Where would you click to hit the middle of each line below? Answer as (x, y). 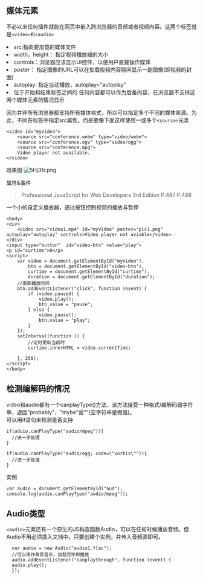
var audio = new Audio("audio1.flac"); (62, 548)
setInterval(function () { (51, 336)
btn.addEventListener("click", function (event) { (82, 289)
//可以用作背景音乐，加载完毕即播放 (50, 555)
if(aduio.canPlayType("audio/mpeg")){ (55, 431)
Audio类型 (26, 514)
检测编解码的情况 (38, 389)
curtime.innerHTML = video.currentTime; (79, 348)
